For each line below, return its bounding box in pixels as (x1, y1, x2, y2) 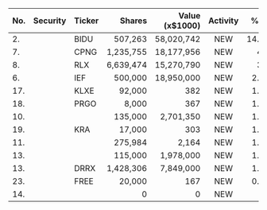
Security (33, 15, 67, 26)
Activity (207, 15, 239, 26)
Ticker (74, 15, 99, 26)
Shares (119, 15, 148, 26)
